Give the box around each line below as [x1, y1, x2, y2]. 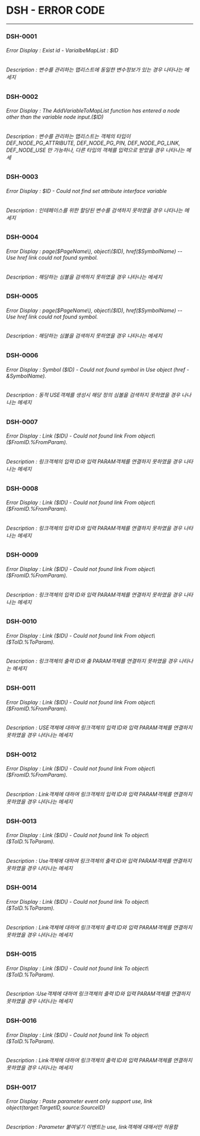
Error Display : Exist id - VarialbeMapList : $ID [6, 47, 119, 54]
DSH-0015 [6, 950, 37, 959]
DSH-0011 [6, 684, 36, 692]
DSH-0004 [6, 233, 39, 241]
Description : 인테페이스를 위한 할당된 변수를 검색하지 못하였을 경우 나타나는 [6, 207, 183, 214]
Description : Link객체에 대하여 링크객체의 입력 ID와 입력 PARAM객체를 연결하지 [6, 791, 193, 798]
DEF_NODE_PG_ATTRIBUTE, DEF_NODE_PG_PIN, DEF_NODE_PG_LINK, [6, 139, 180, 146]
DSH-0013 [6, 817, 37, 825]
